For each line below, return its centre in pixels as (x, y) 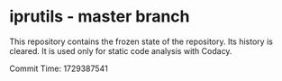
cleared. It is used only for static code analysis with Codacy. (121, 50)
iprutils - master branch (100, 17)
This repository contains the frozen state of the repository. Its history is (141, 41)
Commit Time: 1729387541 (59, 68)
